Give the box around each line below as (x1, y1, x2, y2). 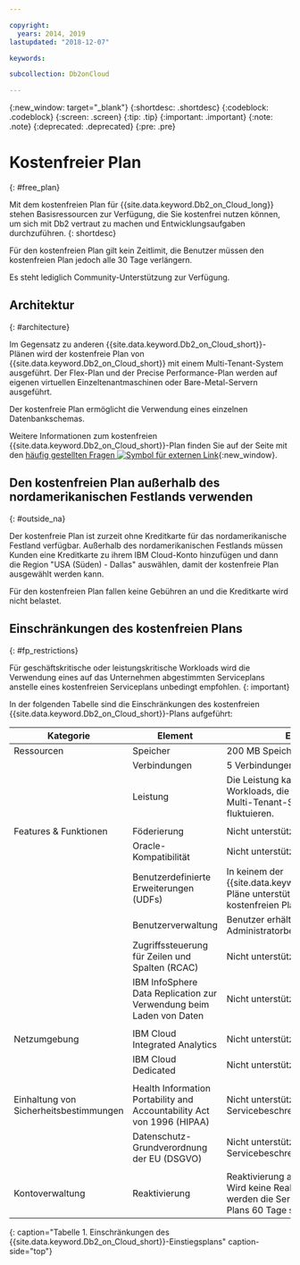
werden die (226, 1193, 274, 1205)
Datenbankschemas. (9, 413, 85, 424)
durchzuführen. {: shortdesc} (9, 228, 117, 239)
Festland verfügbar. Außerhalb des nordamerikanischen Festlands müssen (9, 540, 284, 551)
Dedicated (132, 1064, 176, 1076)
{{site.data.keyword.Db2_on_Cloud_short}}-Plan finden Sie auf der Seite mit (9, 440, 287, 451)
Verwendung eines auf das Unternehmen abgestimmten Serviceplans (9, 671, 265, 682)
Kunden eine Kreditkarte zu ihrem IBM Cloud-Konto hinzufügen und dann (9, 549, 279, 560)
